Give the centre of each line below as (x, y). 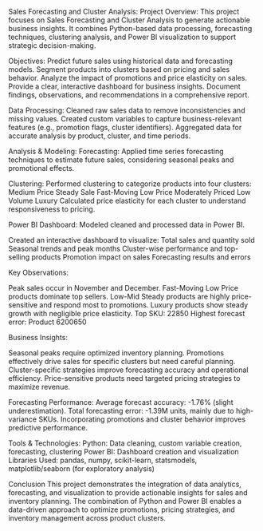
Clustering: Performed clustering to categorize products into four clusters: (130, 184)
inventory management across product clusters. (87, 518)
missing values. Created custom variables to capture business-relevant (125, 119)
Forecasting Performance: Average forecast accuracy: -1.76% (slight (121, 402)
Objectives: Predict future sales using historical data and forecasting (121, 61)
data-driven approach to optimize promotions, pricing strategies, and (122, 509)
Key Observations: (39, 272)
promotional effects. (41, 168)
